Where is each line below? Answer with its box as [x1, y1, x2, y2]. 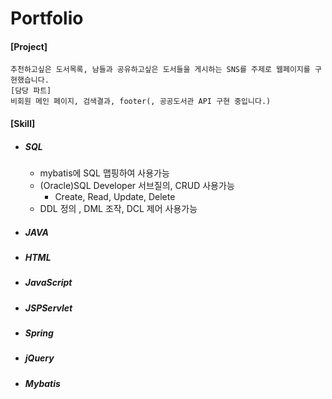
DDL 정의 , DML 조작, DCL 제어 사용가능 [39, 202, 198, 214]
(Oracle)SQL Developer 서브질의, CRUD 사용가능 [39, 179, 235, 191]
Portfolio [10, 7, 84, 30]
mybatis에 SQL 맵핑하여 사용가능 [39, 167, 170, 179]
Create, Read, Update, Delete [54, 190, 176, 202]
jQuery [24, 352, 55, 364]
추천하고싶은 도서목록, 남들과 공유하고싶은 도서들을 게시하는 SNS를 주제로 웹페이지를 [10, 65, 311, 75]
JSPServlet [24, 302, 73, 314]
